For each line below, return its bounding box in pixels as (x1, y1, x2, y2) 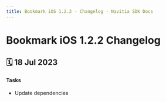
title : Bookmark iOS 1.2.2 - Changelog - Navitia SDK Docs (6, 8, 154, 15)
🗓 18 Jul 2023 (6, 58, 58, 68)
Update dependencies (14, 90, 69, 97)
